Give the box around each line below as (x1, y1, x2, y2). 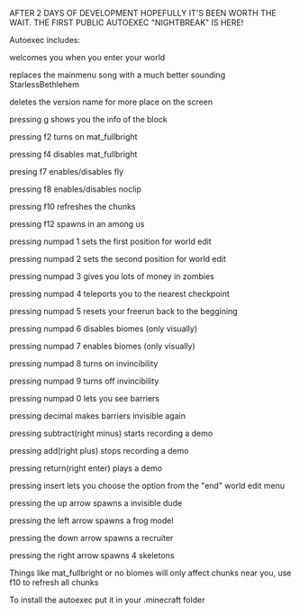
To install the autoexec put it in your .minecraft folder (9, 594, 205, 605)
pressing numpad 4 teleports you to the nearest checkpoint (9, 288, 230, 299)
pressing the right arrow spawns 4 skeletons (9, 550, 175, 561)
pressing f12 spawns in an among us (9, 219, 145, 229)
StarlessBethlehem (9, 79, 79, 89)
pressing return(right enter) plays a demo (9, 463, 163, 474)
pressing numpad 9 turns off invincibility (9, 375, 159, 386)
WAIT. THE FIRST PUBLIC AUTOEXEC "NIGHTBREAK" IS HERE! (9, 17, 244, 28)
